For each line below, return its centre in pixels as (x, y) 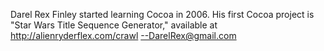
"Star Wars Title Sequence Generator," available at (114, 25)
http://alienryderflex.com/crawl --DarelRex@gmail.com (123, 35)
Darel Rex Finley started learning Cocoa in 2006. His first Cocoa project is (162, 14)
